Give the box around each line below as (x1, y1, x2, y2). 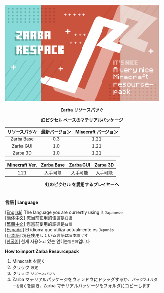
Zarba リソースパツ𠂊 (60, 107, 104, 113)
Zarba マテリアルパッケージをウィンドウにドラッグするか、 (12, 276, 132, 282)
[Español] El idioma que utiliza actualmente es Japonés (5, 226, 114, 232)
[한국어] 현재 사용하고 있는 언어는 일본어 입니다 (5, 238, 90, 244)
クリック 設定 (12, 264, 38, 270)
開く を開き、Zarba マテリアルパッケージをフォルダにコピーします (19, 282, 151, 288)
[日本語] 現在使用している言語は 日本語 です (5, 232, 89, 238)
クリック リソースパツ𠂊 (12, 270, 56, 276)
